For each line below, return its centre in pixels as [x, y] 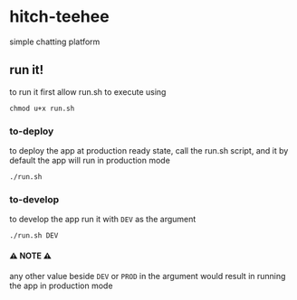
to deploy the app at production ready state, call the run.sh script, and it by [149, 151]
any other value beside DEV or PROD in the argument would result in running [148, 276]
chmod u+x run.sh [42, 108]
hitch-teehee [60, 17]
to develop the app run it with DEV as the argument [103, 220]
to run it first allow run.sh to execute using [88, 91]
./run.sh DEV [34, 236]
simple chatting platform [55, 42]
